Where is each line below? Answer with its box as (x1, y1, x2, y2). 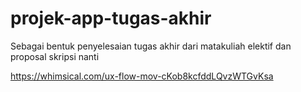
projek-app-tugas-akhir (10, 7, 212, 30)
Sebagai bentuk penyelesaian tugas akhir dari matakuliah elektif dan (10, 40, 292, 52)
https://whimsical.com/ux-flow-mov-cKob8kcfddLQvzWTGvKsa (10, 70, 274, 82)
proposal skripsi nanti (10, 50, 100, 62)
